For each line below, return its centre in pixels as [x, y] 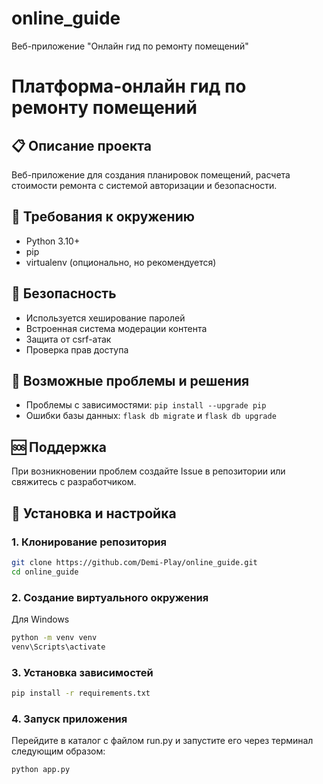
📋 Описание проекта [81, 145]
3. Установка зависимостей [82, 672]
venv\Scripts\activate [58, 647]
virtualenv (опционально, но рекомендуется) [121, 262]
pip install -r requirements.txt [81, 693]
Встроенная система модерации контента [116, 328]
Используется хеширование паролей [105, 318]
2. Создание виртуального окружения [110, 597]
